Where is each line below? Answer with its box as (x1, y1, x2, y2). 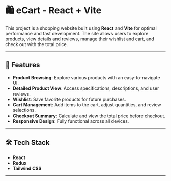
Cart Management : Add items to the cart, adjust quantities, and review (12, 101, 161, 108)
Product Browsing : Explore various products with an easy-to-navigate (12, 74, 160, 80)
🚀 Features (5, 61, 40, 70)
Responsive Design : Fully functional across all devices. (12, 118, 129, 124)
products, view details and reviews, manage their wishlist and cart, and (5, 36, 154, 42)
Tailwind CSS (12, 165, 42, 171)
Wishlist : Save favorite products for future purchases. (12, 96, 126, 102)
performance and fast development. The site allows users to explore (5, 30, 149, 36)
